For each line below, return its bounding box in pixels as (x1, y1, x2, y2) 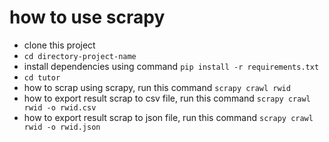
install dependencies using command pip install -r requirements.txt (23, 60, 320, 72)
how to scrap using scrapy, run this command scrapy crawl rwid (23, 81, 291, 93)
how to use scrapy (9, 6, 166, 29)
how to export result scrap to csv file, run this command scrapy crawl (23, 92, 311, 104)
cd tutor (23, 72, 61, 83)
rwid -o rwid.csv (23, 102, 97, 113)
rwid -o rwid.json (23, 122, 101, 132)
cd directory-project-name (23, 51, 137, 61)
